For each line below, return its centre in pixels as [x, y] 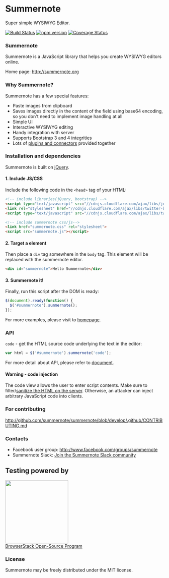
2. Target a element [26, 243]
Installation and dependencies [43, 156]
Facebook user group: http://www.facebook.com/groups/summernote [85, 450]
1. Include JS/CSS [24, 179]
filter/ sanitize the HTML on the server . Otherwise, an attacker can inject [79, 391]
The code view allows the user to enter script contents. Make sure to [76, 385]
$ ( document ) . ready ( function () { [39, 301]
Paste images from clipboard [42, 105]
